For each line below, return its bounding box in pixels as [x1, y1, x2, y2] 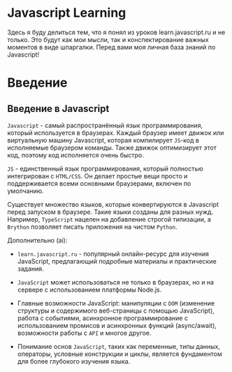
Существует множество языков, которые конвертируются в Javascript [7, 200, 219, 208]
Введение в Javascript [7, 103, 110, 115]
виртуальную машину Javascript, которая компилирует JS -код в [7, 136, 199, 144]
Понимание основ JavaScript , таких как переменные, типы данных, [17, 342, 221, 350]
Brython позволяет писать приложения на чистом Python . [7, 222, 177, 231]
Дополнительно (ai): [7, 236, 68, 244]
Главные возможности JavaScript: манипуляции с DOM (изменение [17, 299, 215, 307]
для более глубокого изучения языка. [17, 357, 131, 365]
